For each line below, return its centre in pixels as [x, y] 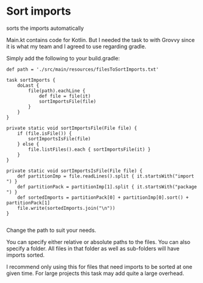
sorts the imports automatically [45, 28]
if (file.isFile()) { [44, 133]
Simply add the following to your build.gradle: [63, 58]
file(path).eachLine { [57, 91]
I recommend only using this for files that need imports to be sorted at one [99, 267]
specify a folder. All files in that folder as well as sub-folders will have [93, 248]
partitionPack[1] [28, 202]
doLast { [28, 85]
